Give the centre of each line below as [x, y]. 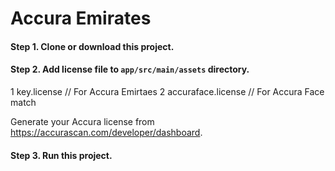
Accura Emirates [81, 18]
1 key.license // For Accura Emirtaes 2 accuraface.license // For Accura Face [167, 91]
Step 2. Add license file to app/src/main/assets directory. [130, 69]
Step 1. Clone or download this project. [92, 46]
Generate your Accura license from [82, 121]
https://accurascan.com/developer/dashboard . [106, 132]
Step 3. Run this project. [61, 155]
